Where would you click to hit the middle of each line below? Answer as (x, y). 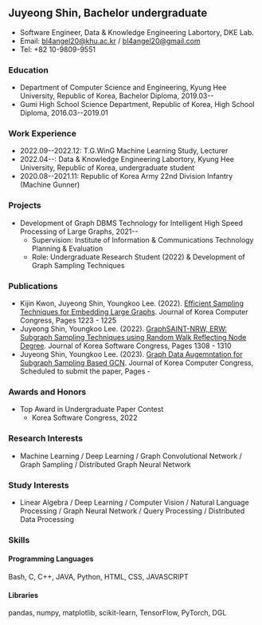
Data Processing (47, 519)
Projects (25, 205)
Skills (19, 540)
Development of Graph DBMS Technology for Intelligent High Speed (131, 223)
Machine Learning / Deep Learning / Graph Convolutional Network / (131, 456)
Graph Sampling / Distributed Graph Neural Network (105, 464)
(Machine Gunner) (50, 185)
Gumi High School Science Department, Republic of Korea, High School (137, 105)
